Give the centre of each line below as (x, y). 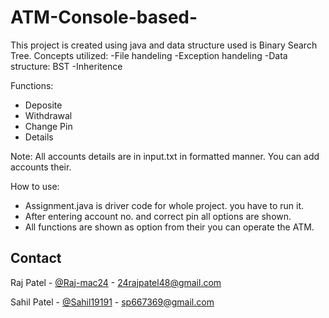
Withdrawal (48, 115)
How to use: (35, 186)
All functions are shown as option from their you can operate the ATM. (169, 227)
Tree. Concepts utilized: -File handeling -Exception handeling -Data (149, 55)
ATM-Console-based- (104, 17)
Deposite (43, 105)
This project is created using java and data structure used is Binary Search (164, 45)
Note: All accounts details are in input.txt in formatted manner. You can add (165, 156)
